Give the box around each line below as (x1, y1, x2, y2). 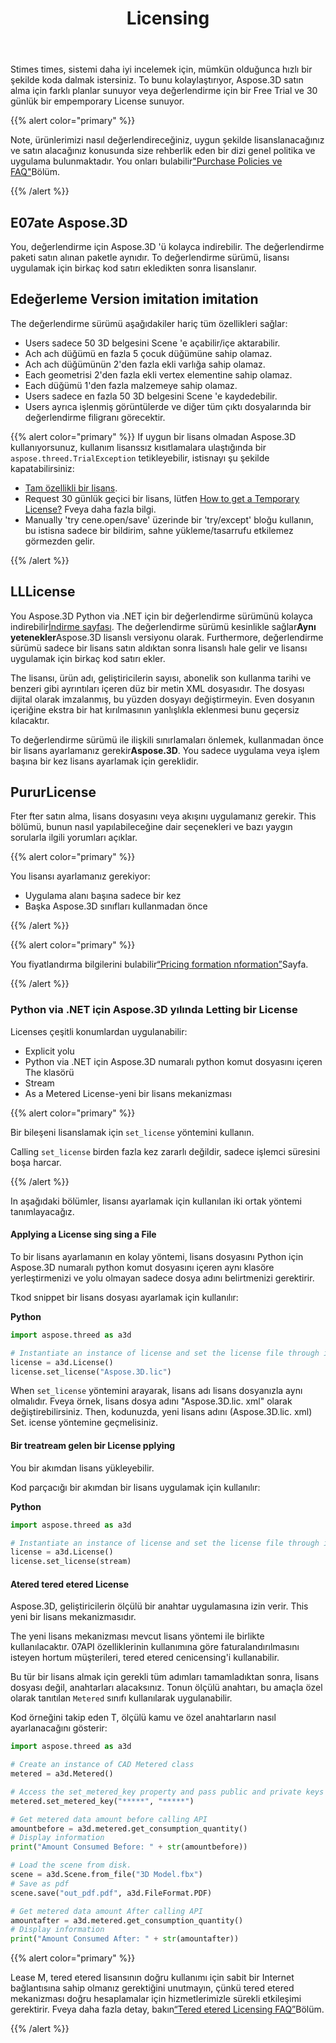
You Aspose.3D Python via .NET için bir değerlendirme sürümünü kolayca (10, 610, 313, 622)
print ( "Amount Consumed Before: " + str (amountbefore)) (10, 1842, 248, 1852)
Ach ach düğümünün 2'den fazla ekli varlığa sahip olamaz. (24, 358, 266, 370)
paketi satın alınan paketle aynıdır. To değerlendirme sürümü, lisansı (10, 252, 290, 263)
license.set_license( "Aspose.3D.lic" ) (10, 1367, 172, 1377)
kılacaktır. (10, 714, 50, 726)
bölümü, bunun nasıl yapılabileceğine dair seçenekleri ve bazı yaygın (10, 821, 293, 833)
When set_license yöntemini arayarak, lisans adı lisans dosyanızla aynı (10, 1385, 303, 1397)
